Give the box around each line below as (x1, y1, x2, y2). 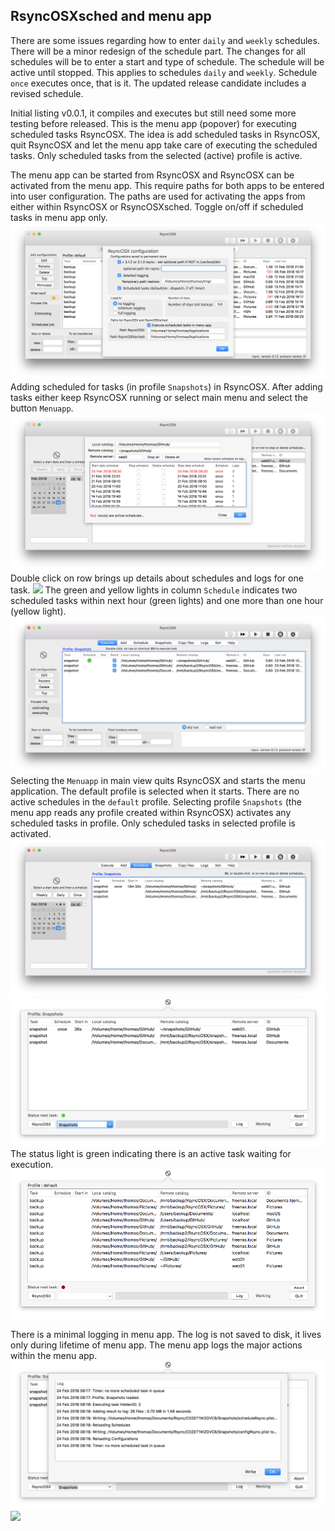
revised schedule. (10, 87, 84, 99)
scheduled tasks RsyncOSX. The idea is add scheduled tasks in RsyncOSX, (10, 128, 321, 140)
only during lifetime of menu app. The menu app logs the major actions (10, 1339, 303, 1351)
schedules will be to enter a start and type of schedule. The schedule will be (10, 55, 325, 68)
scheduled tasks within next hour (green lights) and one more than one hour (10, 594, 324, 606)
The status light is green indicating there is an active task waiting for (10, 1148, 292, 1160)
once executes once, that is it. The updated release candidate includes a (10, 77, 307, 89)
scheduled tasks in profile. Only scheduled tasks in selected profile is (10, 817, 296, 829)
